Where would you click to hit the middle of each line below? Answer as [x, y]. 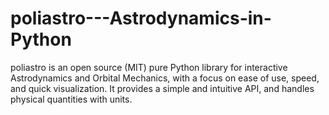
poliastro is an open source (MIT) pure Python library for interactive [149, 67]
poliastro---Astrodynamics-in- [141, 18]
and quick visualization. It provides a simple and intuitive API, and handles [162, 88]
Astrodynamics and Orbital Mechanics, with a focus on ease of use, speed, [165, 78]
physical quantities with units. [71, 99]
